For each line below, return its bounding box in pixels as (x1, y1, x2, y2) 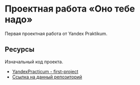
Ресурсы (5, 45, 35, 54)
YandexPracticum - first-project (12, 68, 79, 74)
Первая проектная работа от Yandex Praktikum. (5, 30, 108, 36)
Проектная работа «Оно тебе (5, 3, 135, 15)
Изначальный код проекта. (5, 59, 63, 65)
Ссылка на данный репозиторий (12, 74, 82, 80)
